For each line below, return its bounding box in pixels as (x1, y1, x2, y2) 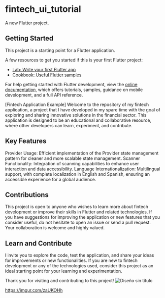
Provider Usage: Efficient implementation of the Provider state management (5, 150, 159, 156)
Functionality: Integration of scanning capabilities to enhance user (5, 160, 139, 166)
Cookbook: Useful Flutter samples (12, 72, 82, 78)
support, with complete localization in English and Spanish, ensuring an (5, 171, 150, 177)
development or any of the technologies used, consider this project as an (5, 263, 154, 269)
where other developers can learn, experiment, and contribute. (5, 122, 132, 128)
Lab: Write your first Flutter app (12, 66, 76, 72)
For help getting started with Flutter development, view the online (5, 81, 138, 87)
